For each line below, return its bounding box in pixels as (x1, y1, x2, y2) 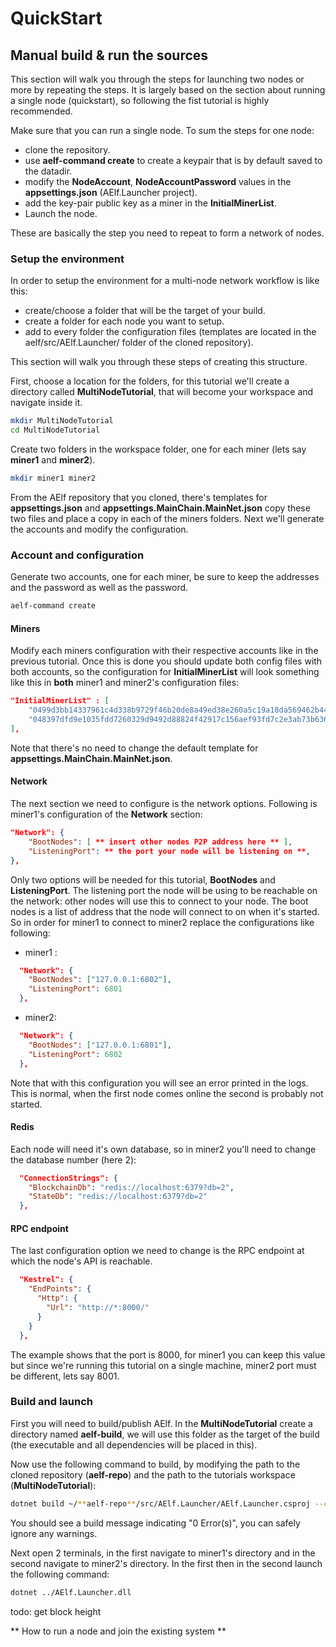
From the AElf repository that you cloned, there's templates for (10, 491, 268, 503)
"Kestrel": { (19, 1275, 74, 1285)
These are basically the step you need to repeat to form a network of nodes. (10, 227, 325, 239)
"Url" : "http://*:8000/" (46, 1303, 150, 1313)
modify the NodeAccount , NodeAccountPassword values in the (24, 176, 292, 187)
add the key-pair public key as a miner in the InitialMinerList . (24, 197, 277, 209)
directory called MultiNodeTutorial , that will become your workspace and (10, 386, 314, 398)
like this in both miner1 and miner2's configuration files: (10, 677, 240, 689)
